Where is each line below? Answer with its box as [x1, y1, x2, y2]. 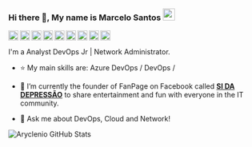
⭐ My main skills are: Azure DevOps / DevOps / [19, 63, 176, 73]
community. [19, 98, 59, 108]
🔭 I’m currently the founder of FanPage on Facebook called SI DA [19, 81, 235, 91]
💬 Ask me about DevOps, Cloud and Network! [19, 114, 170, 124]
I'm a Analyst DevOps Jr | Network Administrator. [8, 47, 170, 57]
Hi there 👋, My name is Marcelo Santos [8, 12, 162, 23]
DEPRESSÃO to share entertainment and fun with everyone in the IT [19, 90, 244, 100]
